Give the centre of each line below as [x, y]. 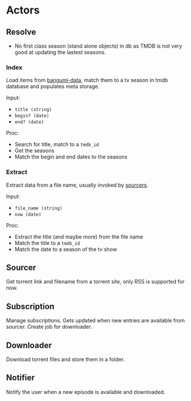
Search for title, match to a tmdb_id [57, 144]
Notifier [21, 378]
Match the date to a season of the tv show [66, 249]
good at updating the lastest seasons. [60, 52]
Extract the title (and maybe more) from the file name [79, 237]
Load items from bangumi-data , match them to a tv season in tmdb [87, 80]
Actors [23, 10]
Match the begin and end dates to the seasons [71, 157]
